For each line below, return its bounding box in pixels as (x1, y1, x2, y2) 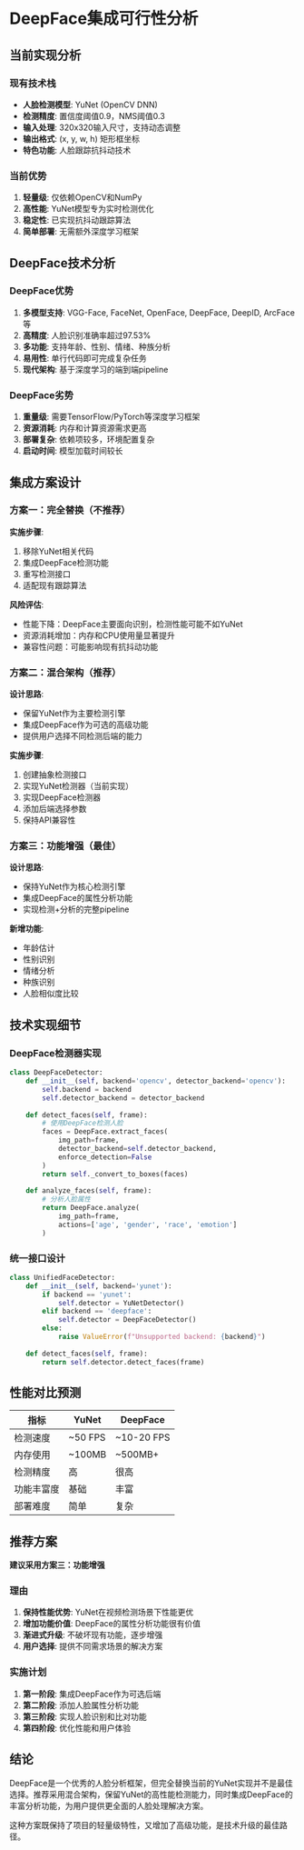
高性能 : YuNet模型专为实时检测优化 (22, 204, 154, 215)
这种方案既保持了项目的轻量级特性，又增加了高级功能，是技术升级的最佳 (9, 1819, 279, 1830)
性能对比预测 (9, 1385, 82, 1400)
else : (42, 1324, 64, 1333)
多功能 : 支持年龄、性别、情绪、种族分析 (22, 341, 171, 352)
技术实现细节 (9, 1017, 82, 1033)
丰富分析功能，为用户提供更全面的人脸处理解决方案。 (9, 1800, 209, 1811)
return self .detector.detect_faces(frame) (42, 1357, 205, 1366)
